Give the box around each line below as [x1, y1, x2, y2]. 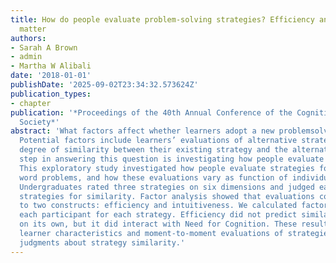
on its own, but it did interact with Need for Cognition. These [19, 219, 298, 230]
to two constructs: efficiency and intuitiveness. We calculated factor [19, 201, 329, 211]
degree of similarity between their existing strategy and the [19, 145, 288, 155]
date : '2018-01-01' [10, 71, 92, 81]
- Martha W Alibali [10, 61, 92, 71]
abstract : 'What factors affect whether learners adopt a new [10, 126, 275, 136]
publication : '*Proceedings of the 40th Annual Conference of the [10, 107, 293, 118]
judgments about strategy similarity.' [19, 237, 186, 248]
